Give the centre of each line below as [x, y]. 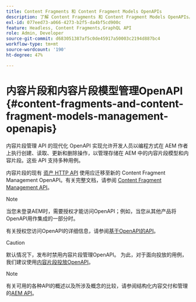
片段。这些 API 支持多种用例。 [47, 160]
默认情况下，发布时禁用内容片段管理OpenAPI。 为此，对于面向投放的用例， [97, 255]
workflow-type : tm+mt [32, 44]
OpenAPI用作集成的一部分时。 [42, 218]
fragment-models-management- [87, 116]
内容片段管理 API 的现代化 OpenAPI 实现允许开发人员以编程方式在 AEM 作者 [97, 145]
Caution [15, 242]
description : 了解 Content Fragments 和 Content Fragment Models [86, 17]
